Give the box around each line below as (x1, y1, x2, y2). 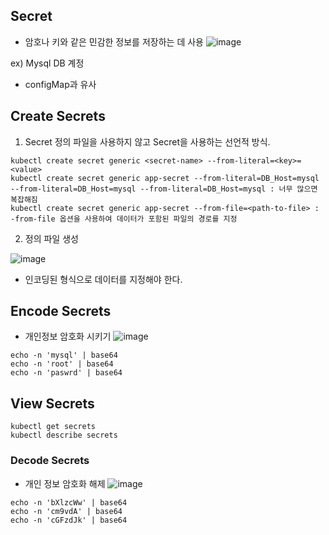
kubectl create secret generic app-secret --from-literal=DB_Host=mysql (10, 173, 320, 183)
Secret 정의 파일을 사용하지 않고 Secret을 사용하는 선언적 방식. (24, 135, 271, 148)
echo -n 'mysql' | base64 (10, 350, 118, 361)
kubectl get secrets (10, 422, 97, 432)
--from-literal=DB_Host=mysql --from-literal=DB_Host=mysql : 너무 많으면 (10, 184, 318, 194)
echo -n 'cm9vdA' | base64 (10, 506, 123, 516)
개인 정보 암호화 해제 (24, 477, 106, 489)
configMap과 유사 (24, 78, 97, 90)
